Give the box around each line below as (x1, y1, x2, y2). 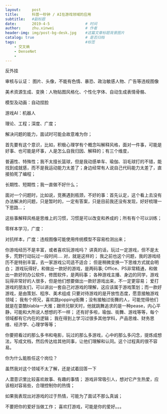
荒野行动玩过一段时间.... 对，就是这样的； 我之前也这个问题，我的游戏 (13, 253, 157, 259)
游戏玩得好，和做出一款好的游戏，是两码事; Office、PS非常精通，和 (14, 266, 154, 272)
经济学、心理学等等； (13, 321, 58, 327)
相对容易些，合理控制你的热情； (9, 383, 75, 389)
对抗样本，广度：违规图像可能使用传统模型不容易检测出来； (5, 236, 127, 242)
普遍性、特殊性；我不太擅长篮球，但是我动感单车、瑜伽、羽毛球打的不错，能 (5, 159, 162, 165)
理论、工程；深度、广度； (5, 120, 58, 127)
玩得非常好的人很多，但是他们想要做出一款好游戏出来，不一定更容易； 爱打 (5, 278, 159, 284)
